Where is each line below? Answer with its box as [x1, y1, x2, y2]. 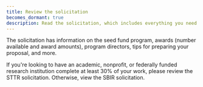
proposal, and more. [6, 50, 57, 57]
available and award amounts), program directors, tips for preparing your [6, 43, 189, 50]
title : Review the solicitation [6, 8, 88, 15]
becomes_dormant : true [6, 14, 64, 21]
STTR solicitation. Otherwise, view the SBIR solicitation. [6, 74, 145, 82]
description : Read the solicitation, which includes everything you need [6, 20, 198, 26]
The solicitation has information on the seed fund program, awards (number [6, 37, 196, 44]
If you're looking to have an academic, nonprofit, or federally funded [6, 61, 177, 68]
